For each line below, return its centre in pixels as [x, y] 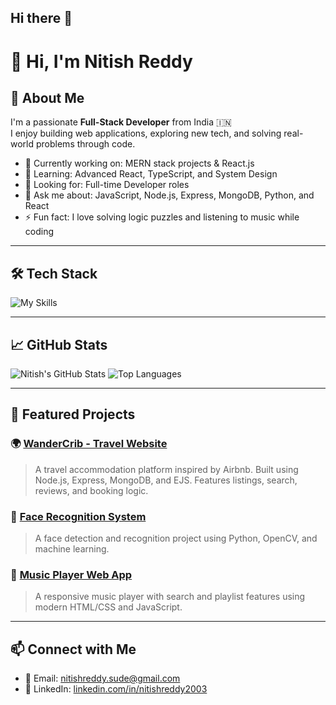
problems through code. [85, 144]
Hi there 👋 [41, 18]
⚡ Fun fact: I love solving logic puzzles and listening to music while [162, 217]
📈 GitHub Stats [59, 344]
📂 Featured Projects [73, 414]
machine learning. [72, 549]
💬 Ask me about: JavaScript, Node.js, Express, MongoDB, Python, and [169, 195]
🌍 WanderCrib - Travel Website [89, 444]
